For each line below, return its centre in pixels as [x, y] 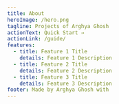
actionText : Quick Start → [46, 32]
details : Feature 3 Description [66, 83]
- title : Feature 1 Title [51, 52]
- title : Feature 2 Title [51, 64]
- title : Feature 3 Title [51, 77]
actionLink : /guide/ [37, 39]
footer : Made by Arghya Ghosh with [58, 90]
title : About [26, 13]
